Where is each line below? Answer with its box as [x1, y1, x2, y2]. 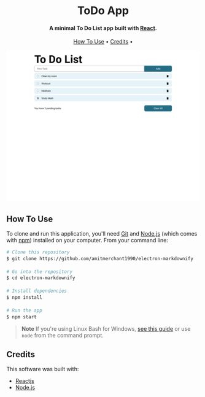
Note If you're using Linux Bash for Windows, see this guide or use [21, 325, 191, 332]
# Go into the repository [6, 268, 72, 275]
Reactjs [15, 377, 35, 385]
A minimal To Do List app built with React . [48, 24, 158, 31]
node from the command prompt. [21, 331, 104, 339]
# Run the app [6, 307, 43, 314]
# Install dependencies [6, 288, 68, 295]
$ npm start [6, 314, 37, 320]
